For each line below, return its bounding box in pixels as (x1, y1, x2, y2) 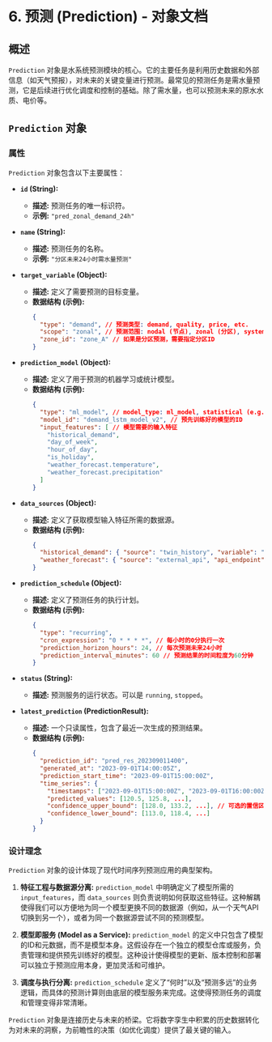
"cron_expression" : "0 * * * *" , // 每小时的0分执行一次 (39, 636, 225, 644)
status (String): (19, 674, 73, 683)
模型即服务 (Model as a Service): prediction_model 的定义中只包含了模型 (19, 930, 264, 940)
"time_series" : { (39, 779, 99, 788)
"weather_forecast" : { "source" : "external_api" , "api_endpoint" (39, 556, 265, 564)
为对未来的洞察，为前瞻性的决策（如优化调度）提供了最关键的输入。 (8, 1025, 236, 1035)
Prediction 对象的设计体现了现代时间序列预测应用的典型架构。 (8, 865, 217, 875)
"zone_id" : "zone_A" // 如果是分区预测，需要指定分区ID (39, 335, 215, 344)
